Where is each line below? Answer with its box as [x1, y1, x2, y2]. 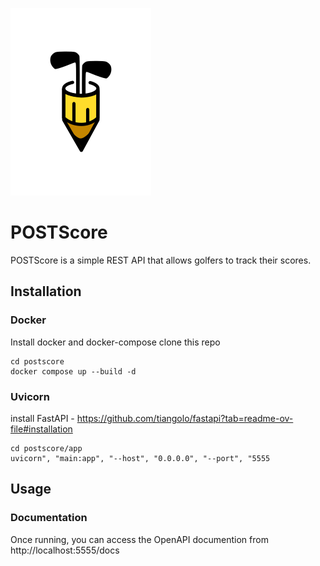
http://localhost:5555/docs [10, 544, 120, 556]
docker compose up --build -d [10, 366, 137, 377]
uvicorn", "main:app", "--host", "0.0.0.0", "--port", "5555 [10, 453, 271, 463]
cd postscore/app [10, 443, 83, 453]
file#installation [10, 423, 73, 435]
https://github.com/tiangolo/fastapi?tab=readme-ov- [76, 412, 294, 424]
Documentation [10, 511, 88, 525]
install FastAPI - [10, 412, 75, 424]
